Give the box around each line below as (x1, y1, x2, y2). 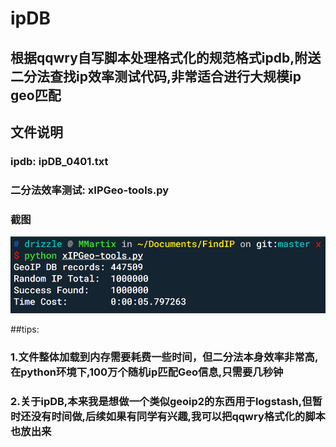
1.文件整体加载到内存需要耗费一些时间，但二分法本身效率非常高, (10, 350, 319, 364)
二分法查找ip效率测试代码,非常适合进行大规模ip (10, 68, 302, 85)
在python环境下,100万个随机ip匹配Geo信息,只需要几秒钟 (10, 365, 284, 379)
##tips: (10, 323, 40, 336)
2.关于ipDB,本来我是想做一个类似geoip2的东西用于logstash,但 (10, 395, 313, 409)
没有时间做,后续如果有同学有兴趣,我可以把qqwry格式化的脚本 (30, 410, 326, 424)
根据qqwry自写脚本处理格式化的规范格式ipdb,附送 (10, 49, 322, 66)
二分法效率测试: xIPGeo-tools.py (10, 183, 170, 197)
